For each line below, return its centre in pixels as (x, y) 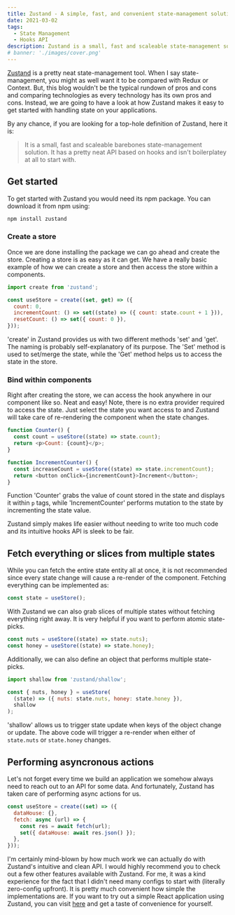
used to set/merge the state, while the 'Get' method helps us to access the (115, 354)
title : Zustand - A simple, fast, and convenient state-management (108, 14)
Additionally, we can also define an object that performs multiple (100, 659)
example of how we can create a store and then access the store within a (113, 266)
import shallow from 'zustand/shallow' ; (67, 679)
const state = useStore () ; (47, 598)
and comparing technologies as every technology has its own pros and (109, 95)
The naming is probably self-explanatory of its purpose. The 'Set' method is (116, 347)
